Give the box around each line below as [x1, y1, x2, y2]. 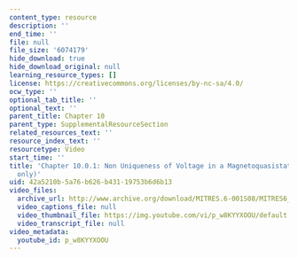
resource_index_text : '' [9, 137, 101, 145]
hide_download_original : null [9, 63, 122, 72]
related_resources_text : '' [9, 129, 114, 137]
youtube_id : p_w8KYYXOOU [17, 236, 109, 245]
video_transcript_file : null [17, 219, 125, 228]
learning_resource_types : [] [9, 71, 117, 80]
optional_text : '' [9, 104, 77, 113]
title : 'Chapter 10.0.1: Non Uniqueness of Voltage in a [9, 161, 224, 170]
